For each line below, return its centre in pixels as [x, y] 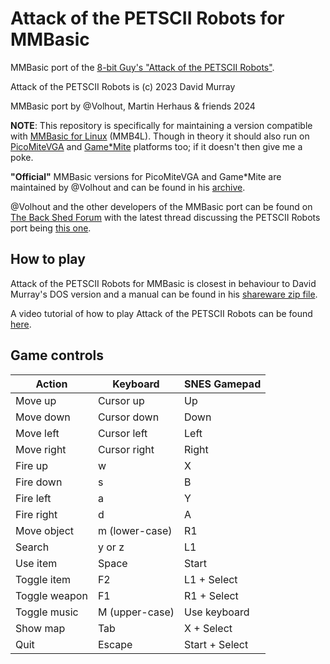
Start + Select [216, 644]
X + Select [208, 628]
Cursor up [121, 400]
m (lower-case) [135, 530]
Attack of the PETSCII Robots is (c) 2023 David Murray [123, 86]
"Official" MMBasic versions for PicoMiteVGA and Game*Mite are [146, 176]
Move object [45, 530]
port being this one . [51, 228]
